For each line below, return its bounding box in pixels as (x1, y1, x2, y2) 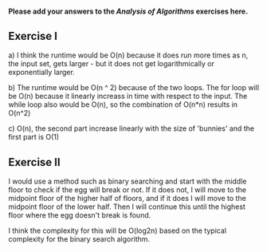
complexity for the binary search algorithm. (8, 234, 150, 244)
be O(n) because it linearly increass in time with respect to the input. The (8, 92, 248, 101)
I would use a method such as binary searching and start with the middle (8, 176, 247, 187)
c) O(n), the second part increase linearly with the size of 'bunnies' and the (8, 124, 255, 133)
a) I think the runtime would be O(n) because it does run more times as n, (8, 50, 249, 60)
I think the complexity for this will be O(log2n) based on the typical (8, 226, 227, 235)
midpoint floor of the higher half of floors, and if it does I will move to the (8, 194, 247, 203)
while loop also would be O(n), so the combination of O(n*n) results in (8, 100, 238, 109)
